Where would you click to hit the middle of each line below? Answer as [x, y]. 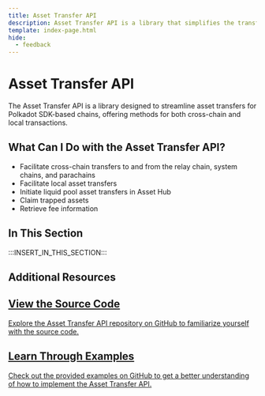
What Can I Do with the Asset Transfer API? [117, 147]
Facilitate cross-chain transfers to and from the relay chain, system [129, 166]
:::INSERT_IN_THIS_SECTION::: [58, 252]
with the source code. [43, 331]
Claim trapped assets [54, 200]
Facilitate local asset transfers [68, 183]
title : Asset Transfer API [52, 15]
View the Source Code [64, 304]
